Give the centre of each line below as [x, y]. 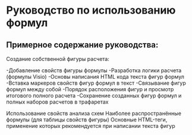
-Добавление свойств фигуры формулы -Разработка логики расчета [94, 70]
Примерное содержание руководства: [82, 45]
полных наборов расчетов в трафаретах [57, 102]
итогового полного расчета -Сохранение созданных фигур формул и [94, 96]
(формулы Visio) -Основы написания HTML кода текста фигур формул [95, 77]
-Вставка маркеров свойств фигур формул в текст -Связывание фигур [96, 83]
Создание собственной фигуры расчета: [58, 59]
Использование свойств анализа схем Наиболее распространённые [94, 113]
